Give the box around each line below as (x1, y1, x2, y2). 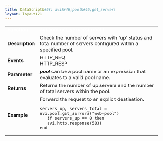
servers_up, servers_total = (39, 106, 107, 111)
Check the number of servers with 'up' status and (39, 34, 153, 41)
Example (7, 112, 28, 118)
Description (7, 40, 35, 47)
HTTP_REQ (39, 54, 65, 61)
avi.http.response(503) (47, 120, 102, 126)
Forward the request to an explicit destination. (39, 96, 144, 102)
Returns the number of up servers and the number (39, 82, 154, 88)
